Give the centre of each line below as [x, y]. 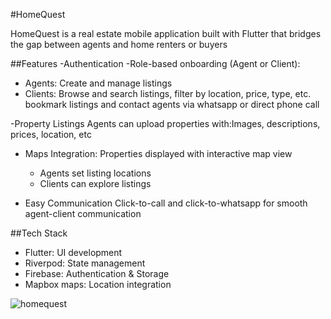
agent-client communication [83, 213]
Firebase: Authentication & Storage [97, 273]
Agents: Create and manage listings [98, 83]
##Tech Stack [39, 233]
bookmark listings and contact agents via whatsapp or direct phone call [172, 104]
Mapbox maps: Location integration [98, 284]
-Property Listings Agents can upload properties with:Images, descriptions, [165, 123]
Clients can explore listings [95, 183]
